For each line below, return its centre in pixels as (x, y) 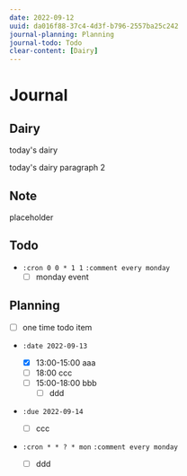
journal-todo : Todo (46, 43)
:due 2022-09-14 (53, 411)
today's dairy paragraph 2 (58, 168)
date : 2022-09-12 (42, 18)
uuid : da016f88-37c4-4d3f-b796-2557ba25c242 (94, 26)
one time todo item (57, 327)
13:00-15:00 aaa (66, 362)
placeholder (31, 217)
